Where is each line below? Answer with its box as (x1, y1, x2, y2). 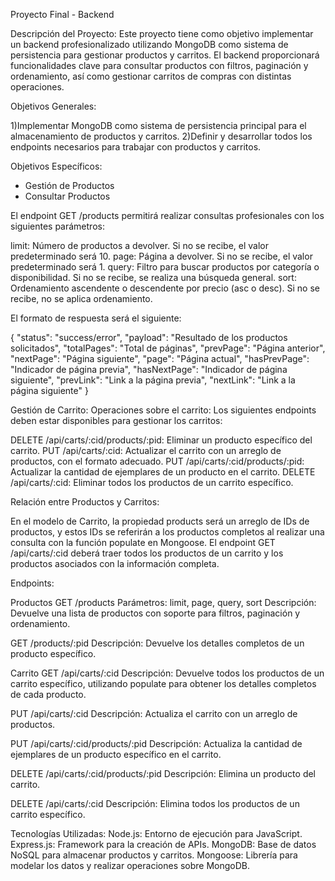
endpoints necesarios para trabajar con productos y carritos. (10, 141, 262, 153)
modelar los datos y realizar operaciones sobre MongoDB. (10, 860, 251, 871)
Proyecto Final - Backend (10, 9, 115, 20)
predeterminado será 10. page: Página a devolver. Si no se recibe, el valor (10, 250, 313, 262)
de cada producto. (10, 689, 87, 700)
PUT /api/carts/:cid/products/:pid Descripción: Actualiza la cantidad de (10, 738, 303, 749)
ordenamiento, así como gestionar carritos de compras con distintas (10, 70, 292, 82)
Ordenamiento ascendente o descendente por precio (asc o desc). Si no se (10, 282, 320, 294)
